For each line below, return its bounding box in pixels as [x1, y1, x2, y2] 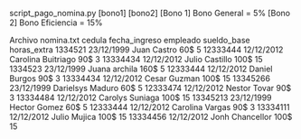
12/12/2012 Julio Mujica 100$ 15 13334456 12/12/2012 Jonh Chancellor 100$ [9, 112, 293, 122]
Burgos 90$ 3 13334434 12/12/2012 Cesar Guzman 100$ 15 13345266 [9, 73, 271, 84]
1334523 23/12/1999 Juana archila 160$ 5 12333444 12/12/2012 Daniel [9, 63, 273, 74]
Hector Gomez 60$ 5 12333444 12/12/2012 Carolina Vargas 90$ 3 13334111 [9, 102, 290, 112]
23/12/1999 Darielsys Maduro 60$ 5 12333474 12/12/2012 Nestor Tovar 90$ [9, 83, 292, 93]
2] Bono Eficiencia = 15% [9, 17, 103, 28]
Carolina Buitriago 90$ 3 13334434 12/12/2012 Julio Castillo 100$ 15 [9, 54, 264, 64]
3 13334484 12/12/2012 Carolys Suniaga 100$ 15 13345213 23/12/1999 [9, 92, 273, 103]
